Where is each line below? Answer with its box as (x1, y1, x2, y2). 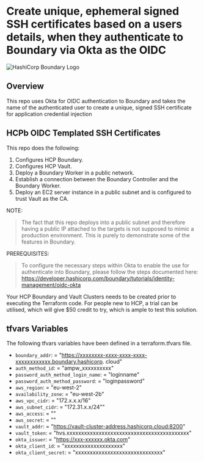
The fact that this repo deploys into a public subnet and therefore (21, 218, 186, 226)
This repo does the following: (6, 144, 80, 151)
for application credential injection (6, 110, 92, 117)
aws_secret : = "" (15, 416, 56, 424)
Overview (6, 81, 45, 92)
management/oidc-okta (21, 281, 81, 288)
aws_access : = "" (15, 410, 56, 417)
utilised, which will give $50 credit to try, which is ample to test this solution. (6, 306, 198, 313)
